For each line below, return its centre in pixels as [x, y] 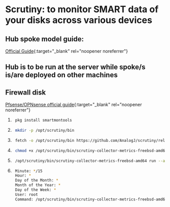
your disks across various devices [79, 20]
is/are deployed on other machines [61, 75]
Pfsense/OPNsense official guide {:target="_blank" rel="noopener [74, 105]
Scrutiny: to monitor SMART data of [82, 9]
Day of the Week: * [36, 190]
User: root [26, 194]
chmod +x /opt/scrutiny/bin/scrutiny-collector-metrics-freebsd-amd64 [91, 151]
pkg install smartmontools [43, 121]
